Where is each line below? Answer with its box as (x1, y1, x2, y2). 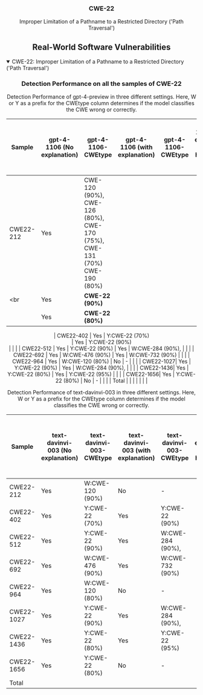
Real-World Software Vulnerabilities (32, 42, 171, 52)
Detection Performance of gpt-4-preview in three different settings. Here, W (7, 93, 196, 100)
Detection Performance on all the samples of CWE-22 (21, 80, 182, 88)
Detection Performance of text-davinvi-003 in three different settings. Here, (7, 389, 196, 396)
